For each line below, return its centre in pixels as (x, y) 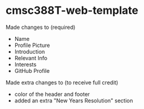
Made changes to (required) (41, 27)
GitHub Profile (32, 70)
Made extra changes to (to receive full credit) (62, 83)
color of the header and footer (52, 94)
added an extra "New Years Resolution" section (74, 101)
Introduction (30, 51)
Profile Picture (32, 45)
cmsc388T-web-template (72, 11)
